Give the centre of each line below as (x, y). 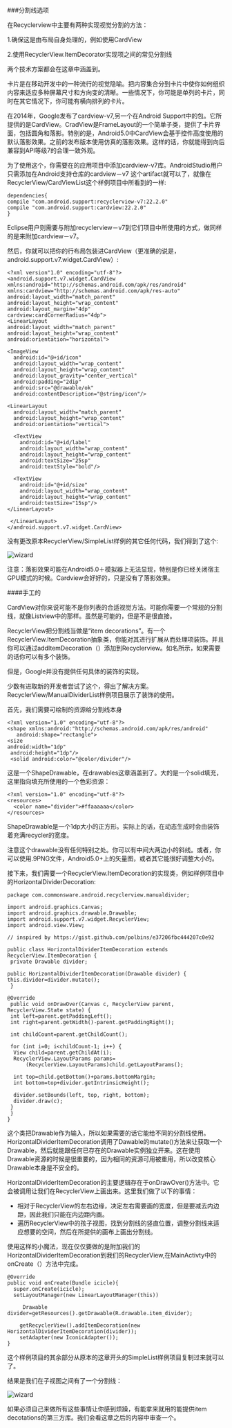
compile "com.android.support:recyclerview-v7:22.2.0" (88, 202)
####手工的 (24, 592)
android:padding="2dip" (47, 382)
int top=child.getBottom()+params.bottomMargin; (85, 1077)
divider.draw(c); (38, 1101)
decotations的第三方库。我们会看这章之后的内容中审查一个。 (94, 1418)
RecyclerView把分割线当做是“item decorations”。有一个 (86, 631)
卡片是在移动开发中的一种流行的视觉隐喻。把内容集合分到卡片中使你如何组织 (116, 84)
